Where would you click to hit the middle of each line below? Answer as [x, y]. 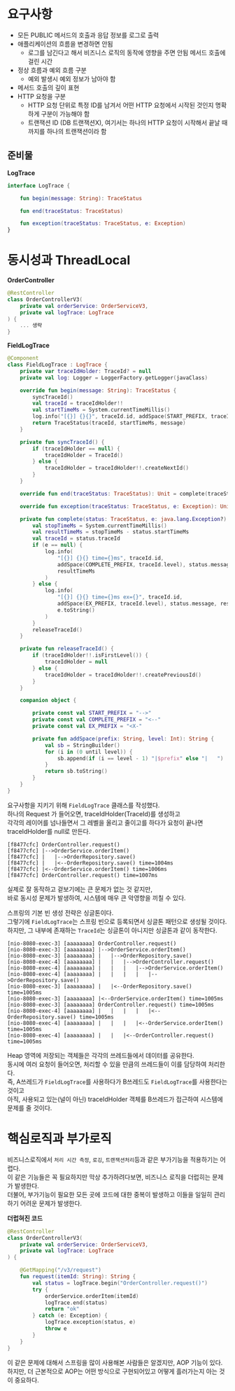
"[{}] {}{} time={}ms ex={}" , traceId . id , [120, 597]
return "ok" [62, 1309]
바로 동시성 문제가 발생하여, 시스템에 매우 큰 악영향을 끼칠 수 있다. [97, 897]
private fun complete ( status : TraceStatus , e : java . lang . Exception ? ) [123, 519]
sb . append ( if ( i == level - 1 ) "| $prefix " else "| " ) [140, 758]
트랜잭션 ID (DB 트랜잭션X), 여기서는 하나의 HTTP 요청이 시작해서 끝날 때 [128, 123]
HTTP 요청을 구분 [42, 96]
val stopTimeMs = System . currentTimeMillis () [100, 526]
